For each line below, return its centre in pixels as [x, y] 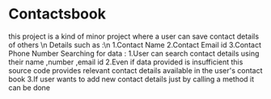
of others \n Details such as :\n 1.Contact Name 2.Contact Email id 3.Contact [135, 44]
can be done [30, 87]
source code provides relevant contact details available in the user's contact [135, 70]
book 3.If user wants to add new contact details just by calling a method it [131, 79]
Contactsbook [57, 14]
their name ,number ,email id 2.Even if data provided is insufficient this [126, 62]
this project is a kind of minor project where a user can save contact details [134, 36]
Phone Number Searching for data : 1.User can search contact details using [134, 53]
